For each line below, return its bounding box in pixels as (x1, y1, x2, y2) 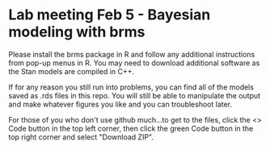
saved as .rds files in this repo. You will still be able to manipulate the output (8, 90, 261, 100)
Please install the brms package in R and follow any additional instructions (8, 49, 255, 59)
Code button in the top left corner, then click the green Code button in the (8, 123, 254, 133)
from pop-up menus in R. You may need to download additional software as (8, 58, 260, 68)
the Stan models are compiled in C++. (8, 66, 135, 76)
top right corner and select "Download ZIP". (8, 131, 154, 142)
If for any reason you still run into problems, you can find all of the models (8, 82, 255, 92)
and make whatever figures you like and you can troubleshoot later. (8, 99, 233, 109)
